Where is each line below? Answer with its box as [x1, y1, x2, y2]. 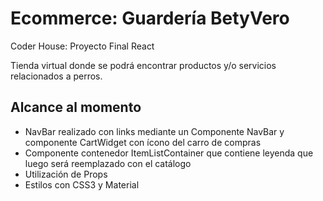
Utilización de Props [24, 168, 108, 180]
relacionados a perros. [10, 70, 103, 82]
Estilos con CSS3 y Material [24, 178, 140, 191]
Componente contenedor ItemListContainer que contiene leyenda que [24, 147, 314, 159]
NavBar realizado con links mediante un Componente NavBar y [24, 125, 285, 137]
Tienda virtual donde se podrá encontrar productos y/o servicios [10, 59, 277, 71]
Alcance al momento [10, 99, 142, 116]
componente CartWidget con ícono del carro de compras [24, 136, 262, 148]
